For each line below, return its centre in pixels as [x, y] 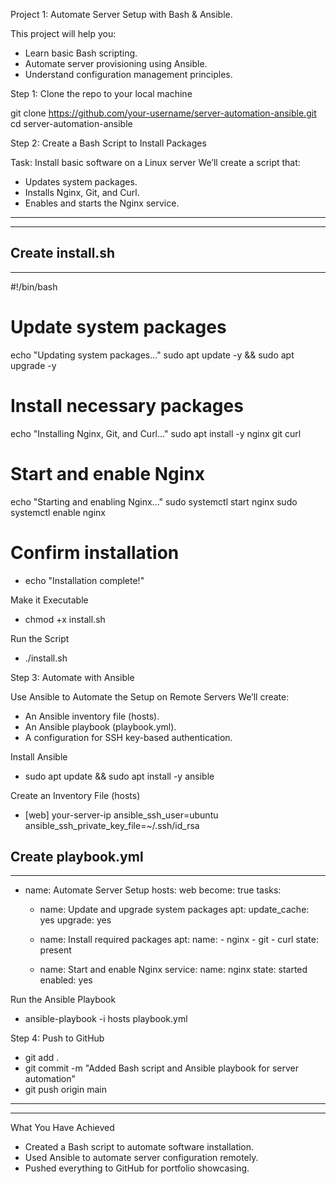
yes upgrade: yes [75, 920]
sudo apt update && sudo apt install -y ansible [119, 776]
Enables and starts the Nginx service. [102, 203]
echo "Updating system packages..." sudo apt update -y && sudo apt [152, 355]
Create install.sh [63, 253]
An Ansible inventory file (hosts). [92, 716]
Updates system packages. [81, 182]
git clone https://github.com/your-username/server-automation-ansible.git [163, 113]
